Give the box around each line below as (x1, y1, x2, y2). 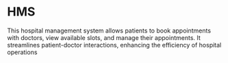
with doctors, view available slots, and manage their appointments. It (7, 33, 201, 41)
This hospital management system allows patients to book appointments (7, 26, 211, 35)
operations (7, 48, 38, 56)
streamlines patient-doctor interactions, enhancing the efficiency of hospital (7, 41, 222, 49)
